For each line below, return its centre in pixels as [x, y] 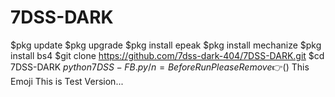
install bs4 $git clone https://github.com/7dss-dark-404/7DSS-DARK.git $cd [167, 55]
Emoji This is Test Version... [67, 81]
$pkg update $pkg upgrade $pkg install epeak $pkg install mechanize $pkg [166, 45]
